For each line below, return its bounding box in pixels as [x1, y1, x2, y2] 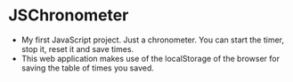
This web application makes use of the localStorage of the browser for [20, 53, 280, 63]
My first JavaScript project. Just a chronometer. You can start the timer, [20, 34, 285, 45]
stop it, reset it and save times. [20, 43, 134, 54]
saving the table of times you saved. [20, 63, 155, 73]
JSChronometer [8, 5, 129, 26]
